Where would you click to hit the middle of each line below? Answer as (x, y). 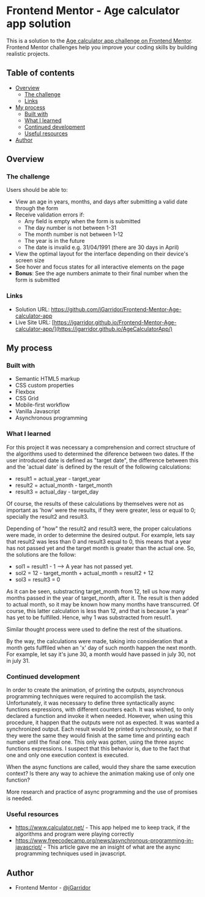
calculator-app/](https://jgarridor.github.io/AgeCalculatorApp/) (94, 329)
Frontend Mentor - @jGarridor (53, 888)
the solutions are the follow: (41, 554)
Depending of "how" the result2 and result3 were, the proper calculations (99, 529)
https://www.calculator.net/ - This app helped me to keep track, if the (102, 828)
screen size (30, 261)
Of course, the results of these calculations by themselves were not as (95, 503)
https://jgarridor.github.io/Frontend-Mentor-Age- (115, 322)
